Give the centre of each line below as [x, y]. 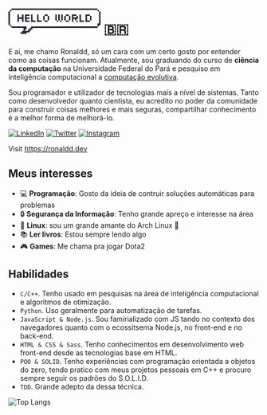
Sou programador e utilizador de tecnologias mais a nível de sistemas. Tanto [133, 92]
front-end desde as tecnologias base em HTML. [98, 352]
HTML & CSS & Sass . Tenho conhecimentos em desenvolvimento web [132, 344]
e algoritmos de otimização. [65, 302]
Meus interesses [51, 174]
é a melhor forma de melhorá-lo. [61, 117]
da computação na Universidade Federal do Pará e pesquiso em [114, 69]
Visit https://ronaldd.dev [48, 148]
